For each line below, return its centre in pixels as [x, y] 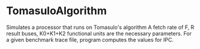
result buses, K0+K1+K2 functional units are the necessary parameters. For [99, 33]
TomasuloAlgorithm [57, 11]
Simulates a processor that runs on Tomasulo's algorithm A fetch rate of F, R [100, 27]
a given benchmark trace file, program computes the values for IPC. [90, 40]
